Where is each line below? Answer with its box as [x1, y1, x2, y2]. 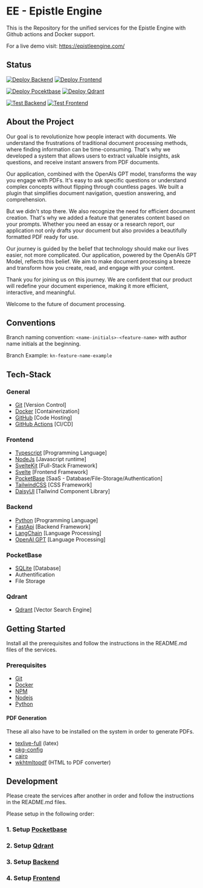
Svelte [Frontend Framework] [14, 468, 88, 476]
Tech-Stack [6, 369, 51, 380]
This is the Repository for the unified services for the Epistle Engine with [6, 24, 186, 31]
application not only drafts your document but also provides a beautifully [6, 226, 187, 234]
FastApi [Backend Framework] [14, 523, 91, 530]
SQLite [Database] [14, 564, 61, 572]
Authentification [14, 570, 56, 578]
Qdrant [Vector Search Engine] [14, 606, 92, 613]
